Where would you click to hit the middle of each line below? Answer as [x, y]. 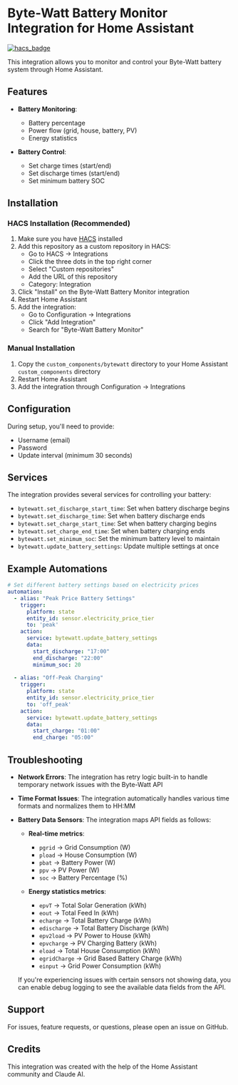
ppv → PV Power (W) [69, 870]
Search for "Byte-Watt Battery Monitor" [86, 330]
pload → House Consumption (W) [88, 855]
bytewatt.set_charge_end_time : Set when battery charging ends [111, 531]
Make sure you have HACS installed [70, 239]
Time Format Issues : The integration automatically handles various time [123, 798]
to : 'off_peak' [49, 704]
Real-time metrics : [56, 833]
